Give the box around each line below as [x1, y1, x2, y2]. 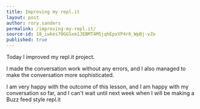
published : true [6, 37, 47, 43]
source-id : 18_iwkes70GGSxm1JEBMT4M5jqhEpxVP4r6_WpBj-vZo [6, 31, 156, 37]
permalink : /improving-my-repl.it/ [6, 25, 96, 32]
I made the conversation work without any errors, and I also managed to [6, 65, 186, 72]
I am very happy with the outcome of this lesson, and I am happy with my [6, 83, 189, 90]
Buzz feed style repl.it [6, 96, 61, 103]
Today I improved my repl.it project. [6, 54, 95, 60]
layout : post [6, 14, 39, 20]
